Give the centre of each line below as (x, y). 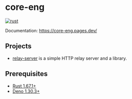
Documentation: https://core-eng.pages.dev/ (51, 30)
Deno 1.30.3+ (26, 91)
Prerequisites (26, 74)
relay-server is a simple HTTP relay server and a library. (69, 58)
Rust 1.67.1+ (24, 86)
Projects (18, 46)
